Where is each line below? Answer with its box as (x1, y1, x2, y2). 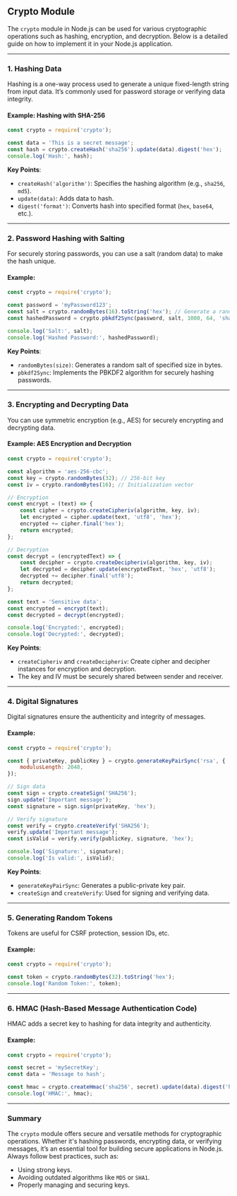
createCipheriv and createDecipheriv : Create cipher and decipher (17, 657, 210, 666)
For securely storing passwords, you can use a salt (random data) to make (7, 250, 224, 258)
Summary (7, 1113, 42, 1123)
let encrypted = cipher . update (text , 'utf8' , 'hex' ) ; (20, 514, 181, 521)
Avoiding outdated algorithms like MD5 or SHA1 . (17, 1173, 150, 1182)
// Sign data (7, 783, 46, 790)
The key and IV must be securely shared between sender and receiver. (17, 672, 224, 681)
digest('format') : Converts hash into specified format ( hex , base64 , (17, 201, 214, 210)
